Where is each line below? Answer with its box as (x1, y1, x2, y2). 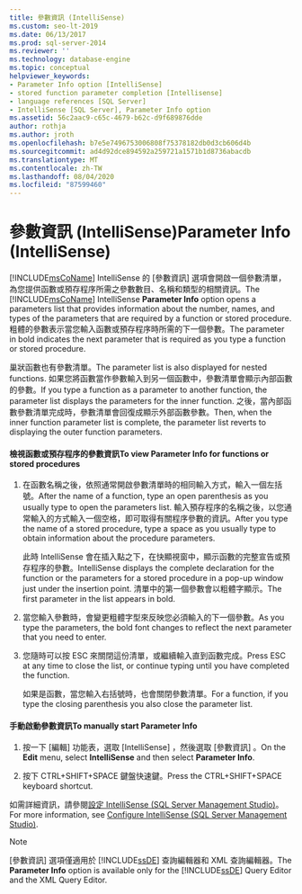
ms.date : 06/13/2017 (9, 30, 87, 39)
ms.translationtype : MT (9, 155, 99, 165)
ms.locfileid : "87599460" (9, 181, 106, 190)
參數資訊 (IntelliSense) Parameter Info (9, 222, 291, 243)
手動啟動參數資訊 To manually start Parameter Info (9, 720, 198, 731)
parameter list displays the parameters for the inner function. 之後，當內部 (9, 396, 285, 407)
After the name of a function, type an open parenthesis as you (38, 491, 269, 502)
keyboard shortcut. (22, 781, 93, 791)
